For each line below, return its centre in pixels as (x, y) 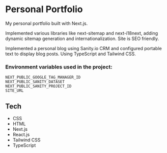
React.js (21, 135)
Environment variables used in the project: (59, 67)
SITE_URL (15, 91)
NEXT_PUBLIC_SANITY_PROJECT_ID (38, 86)
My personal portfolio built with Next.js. (47, 23)
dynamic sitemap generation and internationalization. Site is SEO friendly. (82, 39)
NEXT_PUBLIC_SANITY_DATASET (35, 82)
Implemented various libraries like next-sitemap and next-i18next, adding (82, 33)
